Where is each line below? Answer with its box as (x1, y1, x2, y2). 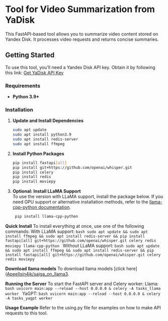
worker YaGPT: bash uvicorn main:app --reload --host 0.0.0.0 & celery (5, 291, 160, 297)
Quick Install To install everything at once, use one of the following (5, 223, 144, 229)
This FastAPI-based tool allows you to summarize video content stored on (5, 31, 158, 37)
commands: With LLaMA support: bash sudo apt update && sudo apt (5, 228, 148, 235)
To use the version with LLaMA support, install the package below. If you (12, 194, 163, 200)
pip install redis (12, 174, 51, 179)
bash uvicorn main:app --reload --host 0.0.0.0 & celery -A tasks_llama (5, 286, 161, 291)
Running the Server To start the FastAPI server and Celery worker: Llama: (5, 281, 159, 287)
